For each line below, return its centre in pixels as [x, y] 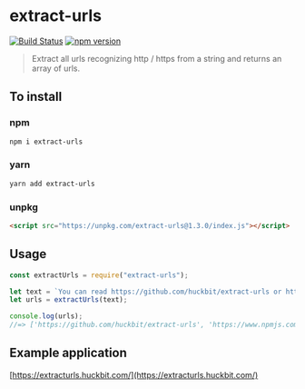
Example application [68, 353]
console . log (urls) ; [46, 316]
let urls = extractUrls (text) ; [69, 300]
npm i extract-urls [46, 142]
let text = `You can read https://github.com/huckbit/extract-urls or [146, 292]
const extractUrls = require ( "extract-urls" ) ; [99, 275]
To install [36, 97]
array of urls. [55, 68]
